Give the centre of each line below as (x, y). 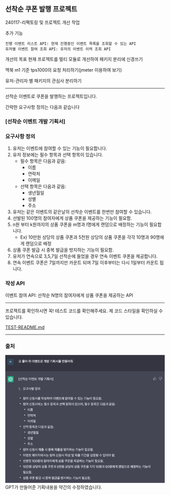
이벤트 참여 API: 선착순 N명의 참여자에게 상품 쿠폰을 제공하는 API (69, 295)
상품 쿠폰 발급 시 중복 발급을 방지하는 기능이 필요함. (63, 250)
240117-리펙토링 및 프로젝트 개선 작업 (42, 22)
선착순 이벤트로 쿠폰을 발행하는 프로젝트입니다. (51, 96)
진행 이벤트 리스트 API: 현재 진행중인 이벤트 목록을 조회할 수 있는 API (71, 44)
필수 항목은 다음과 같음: (43, 161)
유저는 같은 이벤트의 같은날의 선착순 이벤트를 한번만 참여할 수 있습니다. (82, 212)
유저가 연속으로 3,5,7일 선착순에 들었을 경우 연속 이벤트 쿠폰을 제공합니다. (85, 256)
